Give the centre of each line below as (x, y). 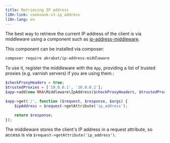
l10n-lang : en (20, 19)
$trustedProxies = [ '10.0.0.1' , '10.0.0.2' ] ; (54, 87)
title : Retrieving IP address (37, 10)
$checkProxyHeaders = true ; (35, 83)
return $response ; (34, 115)
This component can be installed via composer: (55, 49)
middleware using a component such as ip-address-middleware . (73, 39)
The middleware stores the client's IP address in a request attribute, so (79, 129)
